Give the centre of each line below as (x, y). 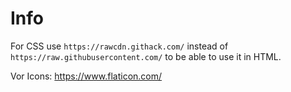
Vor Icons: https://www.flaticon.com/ (86, 76)
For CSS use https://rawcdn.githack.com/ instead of (119, 46)
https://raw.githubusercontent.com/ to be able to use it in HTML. (146, 56)
